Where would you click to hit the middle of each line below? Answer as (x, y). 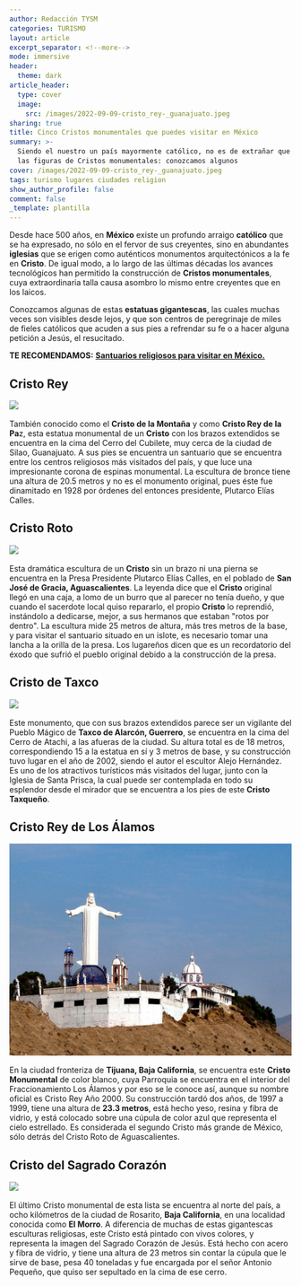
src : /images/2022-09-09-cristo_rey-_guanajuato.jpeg (128, 114)
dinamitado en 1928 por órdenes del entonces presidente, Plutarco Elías (142, 490)
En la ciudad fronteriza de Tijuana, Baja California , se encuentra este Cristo (150, 1070)
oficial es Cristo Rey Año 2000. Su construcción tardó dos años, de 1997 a (146, 1098)
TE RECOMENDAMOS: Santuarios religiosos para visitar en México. (138, 355)
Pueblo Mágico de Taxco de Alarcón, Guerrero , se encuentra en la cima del (149, 732)
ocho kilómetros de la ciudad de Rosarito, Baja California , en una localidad (147, 1215)
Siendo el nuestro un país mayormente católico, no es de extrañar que (154, 152)
